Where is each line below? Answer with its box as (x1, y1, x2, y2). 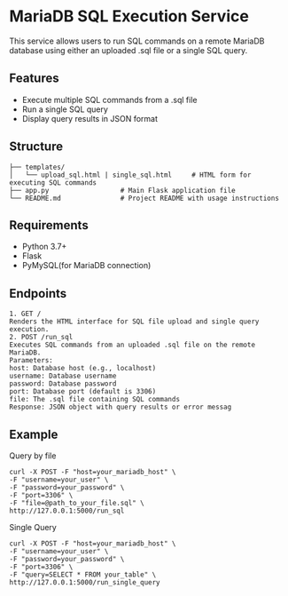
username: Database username (9, 371, 117, 381)
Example (9, 426, 58, 441)
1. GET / (9, 309, 42, 319)
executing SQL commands (9, 178, 97, 187)
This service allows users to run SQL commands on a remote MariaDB (9, 36, 265, 46)
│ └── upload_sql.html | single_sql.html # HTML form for (9, 171, 252, 179)
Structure (9, 139, 64, 155)
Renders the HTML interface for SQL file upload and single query (9, 317, 260, 326)
